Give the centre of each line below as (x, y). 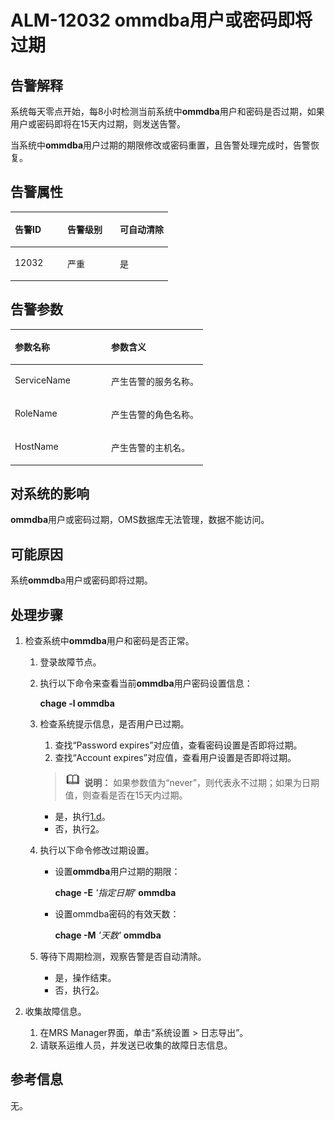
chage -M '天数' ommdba (108, 935)
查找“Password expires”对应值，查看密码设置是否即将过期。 (178, 745)
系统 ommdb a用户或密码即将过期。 (81, 580)
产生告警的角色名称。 (155, 414)
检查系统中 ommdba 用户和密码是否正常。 (109, 641)
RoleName (36, 413)
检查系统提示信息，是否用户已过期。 (114, 724)
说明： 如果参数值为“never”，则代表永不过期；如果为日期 (202, 783)
